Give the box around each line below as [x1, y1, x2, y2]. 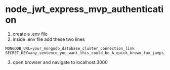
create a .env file [12, 31, 48, 37]
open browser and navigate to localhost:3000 [12, 59, 108, 65]
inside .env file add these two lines [12, 36, 85, 42]
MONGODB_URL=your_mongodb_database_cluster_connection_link [5, 46, 135, 51]
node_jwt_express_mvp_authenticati [5, 4, 164, 15]
